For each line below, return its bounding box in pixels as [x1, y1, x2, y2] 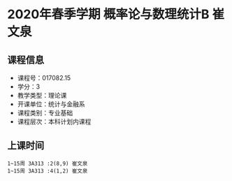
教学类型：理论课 [17, 92, 67, 99]
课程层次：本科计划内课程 [17, 117, 92, 126]
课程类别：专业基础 [17, 109, 73, 117]
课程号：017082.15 [17, 74, 71, 82]
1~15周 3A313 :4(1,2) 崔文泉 [7, 167, 88, 175]
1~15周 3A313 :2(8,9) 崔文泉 [7, 160, 88, 167]
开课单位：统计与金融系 [17, 100, 85, 108]
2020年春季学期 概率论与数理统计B [7, 6, 210, 22]
